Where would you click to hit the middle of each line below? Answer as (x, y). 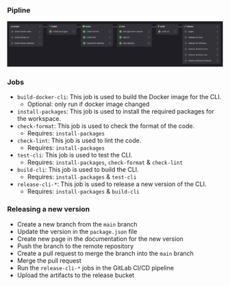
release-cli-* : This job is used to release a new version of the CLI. (112, 184)
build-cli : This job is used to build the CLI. (78, 170)
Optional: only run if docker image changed (88, 104)
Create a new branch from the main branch (77, 224)
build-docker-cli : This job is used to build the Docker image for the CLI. (119, 97)
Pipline (19, 10)
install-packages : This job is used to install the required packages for (115, 112)
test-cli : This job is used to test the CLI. (75, 155)
